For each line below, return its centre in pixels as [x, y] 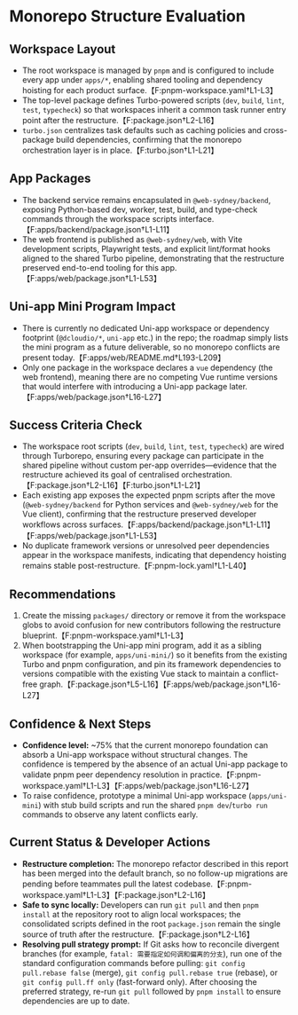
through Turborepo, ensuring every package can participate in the [143, 456]
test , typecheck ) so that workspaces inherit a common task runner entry [154, 110]
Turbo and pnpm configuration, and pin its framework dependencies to [152, 665]
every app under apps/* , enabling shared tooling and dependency [142, 80]
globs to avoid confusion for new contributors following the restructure [151, 625]
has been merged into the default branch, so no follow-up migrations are [155, 873]
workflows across [55, 524]
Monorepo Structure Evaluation [127, 16]
